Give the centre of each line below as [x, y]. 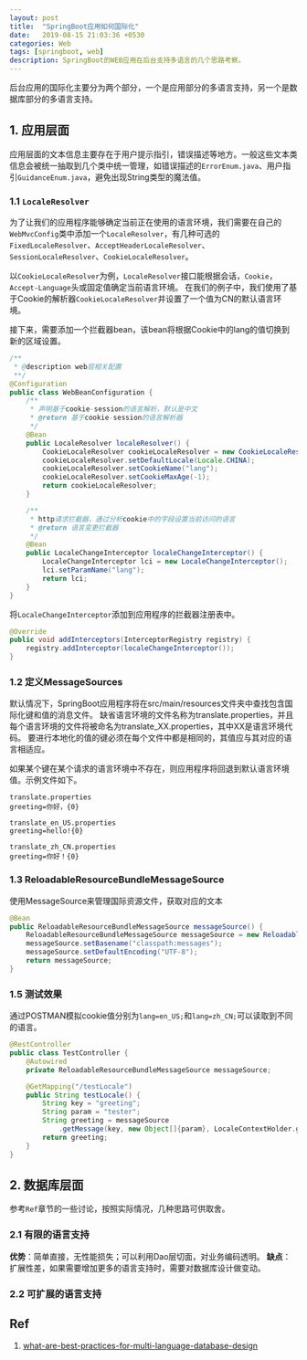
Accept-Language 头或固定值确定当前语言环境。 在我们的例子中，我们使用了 [149, 288]
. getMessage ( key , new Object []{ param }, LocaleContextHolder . [177, 1129]
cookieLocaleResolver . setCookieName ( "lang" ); [131, 469]
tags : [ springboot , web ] [57, 52]
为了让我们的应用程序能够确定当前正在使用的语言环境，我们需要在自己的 [145, 222]
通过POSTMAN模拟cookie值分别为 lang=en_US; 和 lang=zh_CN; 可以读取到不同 [151, 1016]
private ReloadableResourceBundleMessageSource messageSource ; [149, 1070]
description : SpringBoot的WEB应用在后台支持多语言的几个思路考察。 [127, 60]
